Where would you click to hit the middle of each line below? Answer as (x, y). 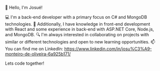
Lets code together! (25, 63)
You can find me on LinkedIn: (34, 49)
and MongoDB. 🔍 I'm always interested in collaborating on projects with (77, 35)
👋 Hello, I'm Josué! (24, 7)
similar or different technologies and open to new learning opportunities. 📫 (80, 42)
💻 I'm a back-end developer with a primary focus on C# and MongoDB (76, 17)
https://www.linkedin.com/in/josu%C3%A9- (108, 49)
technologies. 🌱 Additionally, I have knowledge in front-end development (78, 24)
